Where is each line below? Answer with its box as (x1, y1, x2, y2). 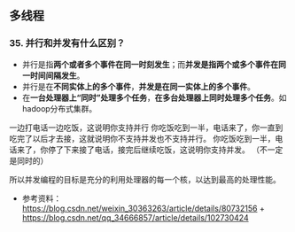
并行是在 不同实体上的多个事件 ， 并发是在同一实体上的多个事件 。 (21, 81, 255, 91)
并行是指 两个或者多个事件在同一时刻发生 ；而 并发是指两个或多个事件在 (21, 58, 279, 69)
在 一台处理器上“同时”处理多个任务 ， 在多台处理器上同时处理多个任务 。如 (21, 92, 287, 103)
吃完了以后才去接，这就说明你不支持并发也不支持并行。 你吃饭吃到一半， (9, 133, 276, 143)
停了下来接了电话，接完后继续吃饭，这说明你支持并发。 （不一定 (47, 144, 283, 155)
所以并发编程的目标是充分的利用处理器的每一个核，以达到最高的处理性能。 (9, 174, 281, 184)
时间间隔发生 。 (29, 70, 85, 81)
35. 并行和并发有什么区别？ (9, 37, 126, 50)
